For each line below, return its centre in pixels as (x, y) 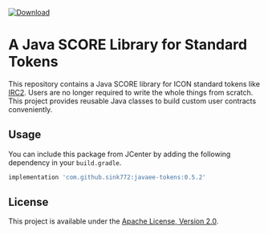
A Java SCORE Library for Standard (128, 45)
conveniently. (30, 109)
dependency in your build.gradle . (65, 162)
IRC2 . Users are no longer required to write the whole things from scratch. (131, 92)
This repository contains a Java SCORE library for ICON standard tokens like (134, 83)
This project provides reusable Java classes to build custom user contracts (132, 101)
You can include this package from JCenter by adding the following (120, 154)
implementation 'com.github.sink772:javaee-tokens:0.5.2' (107, 177)
